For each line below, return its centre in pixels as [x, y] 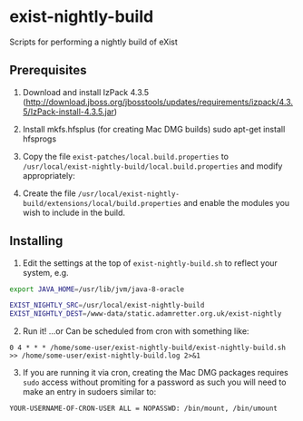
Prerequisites [48, 70]
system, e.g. [46, 272]
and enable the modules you [236, 202]
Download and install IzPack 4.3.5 [86, 92]
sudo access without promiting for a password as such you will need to [154, 382]
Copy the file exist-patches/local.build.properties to [126, 156]
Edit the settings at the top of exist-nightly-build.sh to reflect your [150, 263]
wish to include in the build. [73, 212]
